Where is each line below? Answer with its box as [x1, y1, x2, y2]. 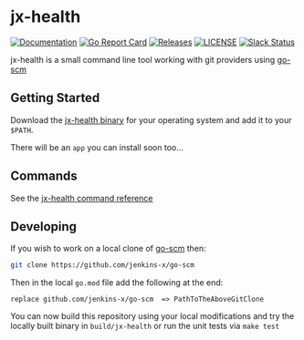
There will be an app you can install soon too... [10, 141, 183, 152]
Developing [10, 219, 77, 234]
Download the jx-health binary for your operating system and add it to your [10, 114, 292, 125]
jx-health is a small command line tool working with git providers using [10, 54, 276, 65]
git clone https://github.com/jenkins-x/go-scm [10, 261, 195, 270]
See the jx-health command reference [10, 192, 153, 203]
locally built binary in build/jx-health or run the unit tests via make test [10, 321, 280, 332]
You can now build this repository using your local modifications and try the [10, 311, 295, 322]
